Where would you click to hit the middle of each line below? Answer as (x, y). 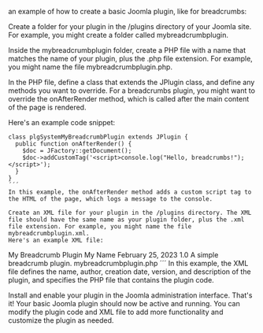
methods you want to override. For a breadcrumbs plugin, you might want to (132, 91)
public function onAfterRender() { (74, 144)
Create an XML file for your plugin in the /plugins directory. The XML (130, 213)
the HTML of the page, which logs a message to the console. (111, 199)
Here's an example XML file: (56, 240)
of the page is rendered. (47, 107)
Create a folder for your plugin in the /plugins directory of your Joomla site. (130, 26)
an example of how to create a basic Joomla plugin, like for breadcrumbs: (128, 11)
